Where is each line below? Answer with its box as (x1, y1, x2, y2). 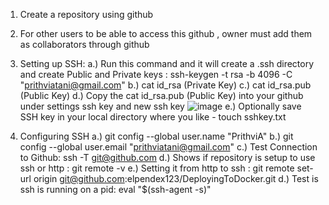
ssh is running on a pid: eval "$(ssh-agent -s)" (19, 184, 212, 195)
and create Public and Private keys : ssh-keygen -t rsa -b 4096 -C (19, 69, 293, 80)
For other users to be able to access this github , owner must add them (19, 28, 313, 39)
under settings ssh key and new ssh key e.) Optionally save (19, 100, 302, 112)
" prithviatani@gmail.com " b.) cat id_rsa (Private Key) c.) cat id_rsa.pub (19, 79, 312, 91)
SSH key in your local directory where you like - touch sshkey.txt (19, 111, 287, 123)
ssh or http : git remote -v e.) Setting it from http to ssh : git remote (19, 162, 295, 174)
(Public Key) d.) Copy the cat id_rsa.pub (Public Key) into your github (19, 90, 304, 101)
